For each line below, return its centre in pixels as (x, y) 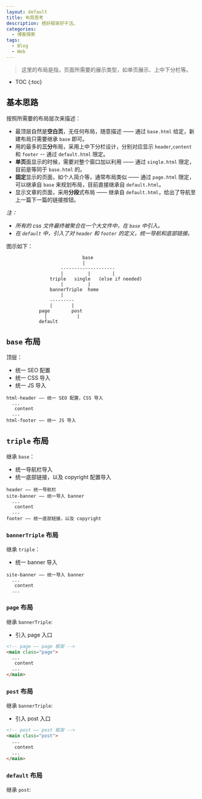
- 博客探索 (24, 35)
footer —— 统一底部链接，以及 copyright (54, 519)
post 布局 (20, 691)
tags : (13, 40)
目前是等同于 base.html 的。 (50, 169)
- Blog (20, 46)
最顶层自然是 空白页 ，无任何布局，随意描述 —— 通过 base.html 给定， (102, 131)
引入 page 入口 (34, 635)
